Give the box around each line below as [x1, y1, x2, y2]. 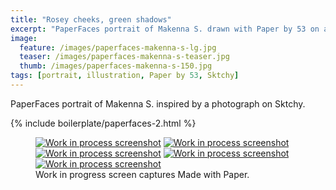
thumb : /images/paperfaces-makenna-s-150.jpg [19, 61, 213, 71]
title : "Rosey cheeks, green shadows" [10, 14, 172, 25]
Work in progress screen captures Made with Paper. [35, 168, 250, 180]
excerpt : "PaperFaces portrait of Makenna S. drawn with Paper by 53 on [10, 24, 320, 34]
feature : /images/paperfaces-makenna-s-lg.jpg [19, 42, 217, 53]
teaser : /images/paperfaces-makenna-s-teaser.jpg [19, 52, 230, 62]
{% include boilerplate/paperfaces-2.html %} [10, 117, 197, 129]
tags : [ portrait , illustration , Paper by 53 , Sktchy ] [10, 71, 240, 81]
